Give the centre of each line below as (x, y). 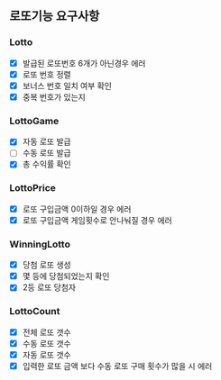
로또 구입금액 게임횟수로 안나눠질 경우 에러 (97, 220)
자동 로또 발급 (46, 141)
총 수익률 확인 (46, 164)
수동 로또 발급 (46, 153)
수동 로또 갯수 (46, 343)
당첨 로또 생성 (46, 265)
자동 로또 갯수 (46, 355)
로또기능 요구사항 (55, 16)
